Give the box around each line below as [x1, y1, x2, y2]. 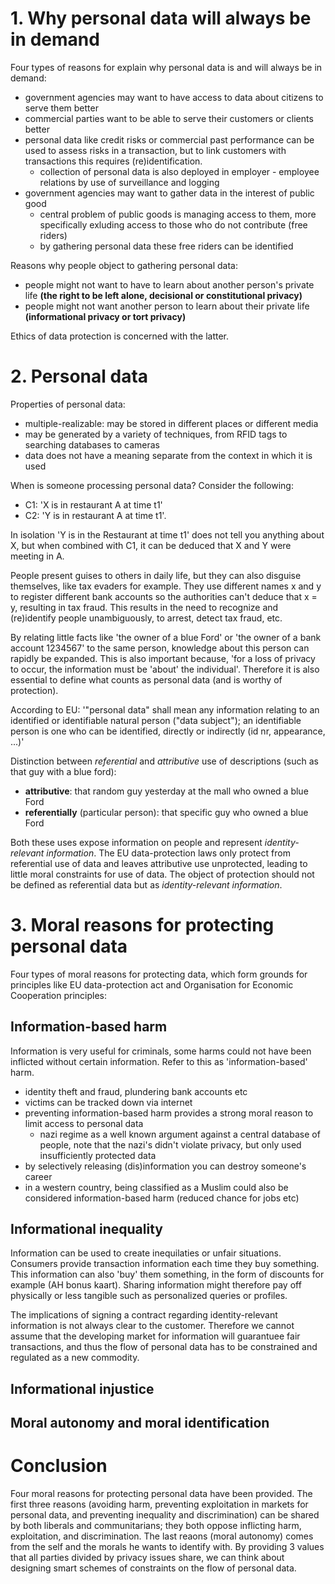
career [24, 1170, 53, 1182]
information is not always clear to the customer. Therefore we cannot [10, 1320, 295, 1332]
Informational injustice [10, 1380, 155, 1397]
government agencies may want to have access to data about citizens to [24, 91, 324, 103]
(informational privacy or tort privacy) [24, 310, 187, 322]
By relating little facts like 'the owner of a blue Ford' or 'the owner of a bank [10, 631, 322, 643]
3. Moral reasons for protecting [10, 914, 275, 937]
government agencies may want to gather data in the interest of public [24, 187, 315, 199]
